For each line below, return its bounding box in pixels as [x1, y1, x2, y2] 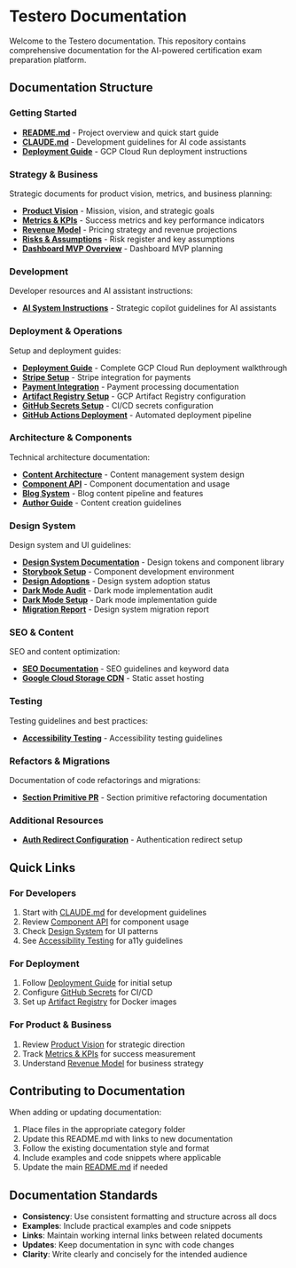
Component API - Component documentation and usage [21, 478, 230, 489]
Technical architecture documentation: [9, 451, 151, 463]
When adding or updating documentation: [9, 1107, 162, 1118]
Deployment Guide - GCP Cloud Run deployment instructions [21, 146, 248, 156]
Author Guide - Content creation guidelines [21, 497, 182, 508]
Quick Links [9, 860, 76, 876]
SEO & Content [9, 626, 74, 638]
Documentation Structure [9, 80, 153, 95]
